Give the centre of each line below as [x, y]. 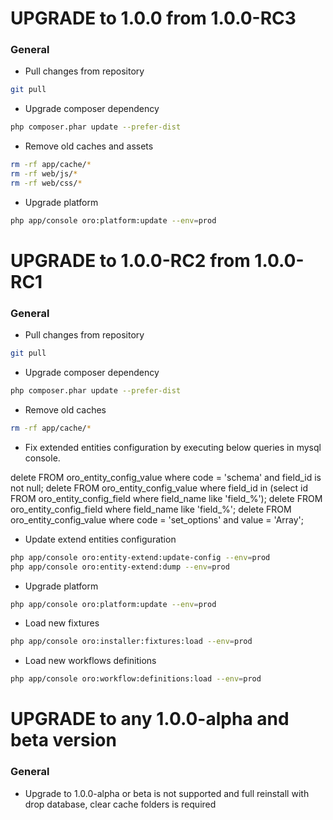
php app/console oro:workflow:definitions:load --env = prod [136, 679]
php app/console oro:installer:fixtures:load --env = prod [131, 642]
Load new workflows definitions [90, 661]
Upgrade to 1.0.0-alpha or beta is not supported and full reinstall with [167, 793]
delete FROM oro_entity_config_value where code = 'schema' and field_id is [166, 477]
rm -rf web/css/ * [46, 183]
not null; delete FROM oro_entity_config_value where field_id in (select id [159, 488]
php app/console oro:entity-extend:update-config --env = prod [140, 557]
